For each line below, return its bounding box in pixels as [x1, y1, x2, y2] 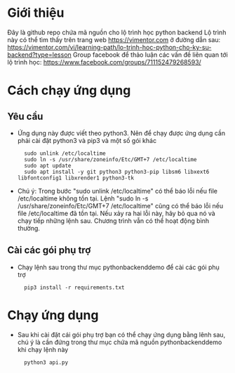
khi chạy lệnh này [17, 345, 69, 353]
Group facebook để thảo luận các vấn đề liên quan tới [72, 50, 228, 59]
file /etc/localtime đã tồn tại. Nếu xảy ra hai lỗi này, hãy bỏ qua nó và [17, 209, 215, 217]
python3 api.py [24, 359, 69, 366]
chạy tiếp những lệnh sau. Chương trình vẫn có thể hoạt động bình [17, 216, 210, 225]
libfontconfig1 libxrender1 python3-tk [17, 174, 135, 182]
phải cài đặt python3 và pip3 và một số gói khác [17, 136, 156, 144]
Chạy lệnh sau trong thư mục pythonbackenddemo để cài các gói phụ [17, 263, 220, 271]
